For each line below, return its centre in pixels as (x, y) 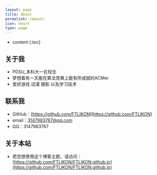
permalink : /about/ (25, 19)
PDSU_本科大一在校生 (34, 72)
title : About (19, 14)
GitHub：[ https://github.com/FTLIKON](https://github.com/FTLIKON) (82, 114)
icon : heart (17, 23)
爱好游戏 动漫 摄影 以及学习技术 (44, 84)
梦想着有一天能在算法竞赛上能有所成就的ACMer (60, 78)
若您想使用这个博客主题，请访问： (47, 156)
